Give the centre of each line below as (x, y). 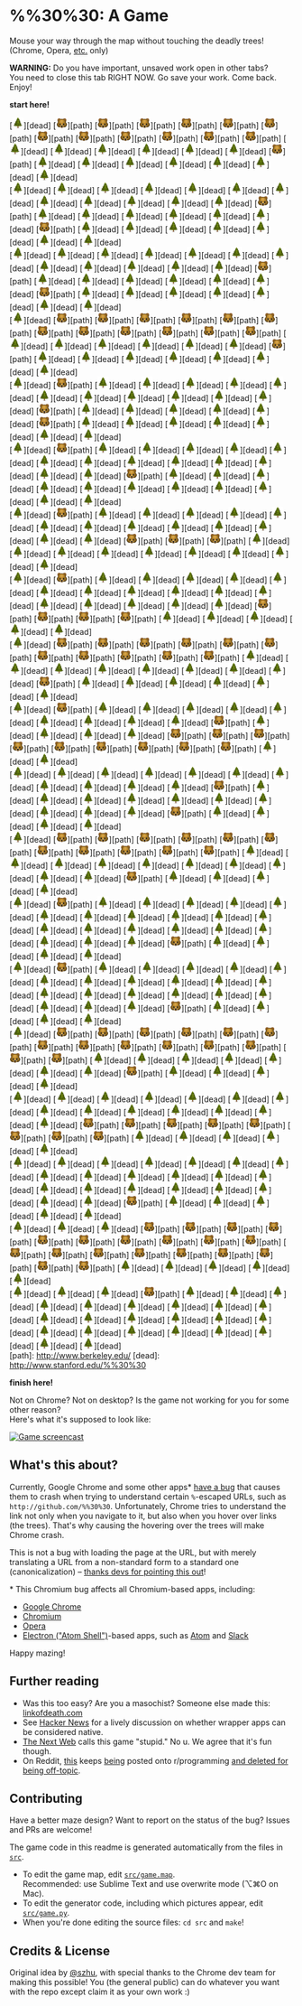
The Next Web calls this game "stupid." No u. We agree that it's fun (147, 1741)
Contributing (46, 1798)
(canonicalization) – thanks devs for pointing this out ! (108, 1572)
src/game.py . (46, 1913)
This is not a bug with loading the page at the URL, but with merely (133, 1552)
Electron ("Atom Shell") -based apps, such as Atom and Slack (136, 1635)
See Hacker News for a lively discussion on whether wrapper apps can (154, 1722)
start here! (30, 104)
